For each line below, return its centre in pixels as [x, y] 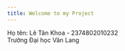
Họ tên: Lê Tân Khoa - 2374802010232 [63, 33]
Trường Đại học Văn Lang [43, 40]
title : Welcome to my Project [51, 13]
